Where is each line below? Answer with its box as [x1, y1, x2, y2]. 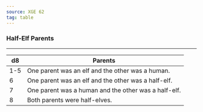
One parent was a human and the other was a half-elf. [27, 86, 181, 94]
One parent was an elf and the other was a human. [27, 66, 170, 75]
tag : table [6, 14, 34, 20]
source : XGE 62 [6, 8, 45, 15]
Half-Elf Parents [6, 34, 54, 43]
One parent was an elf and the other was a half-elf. [27, 76, 173, 84]
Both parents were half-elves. [27, 96, 112, 104]
